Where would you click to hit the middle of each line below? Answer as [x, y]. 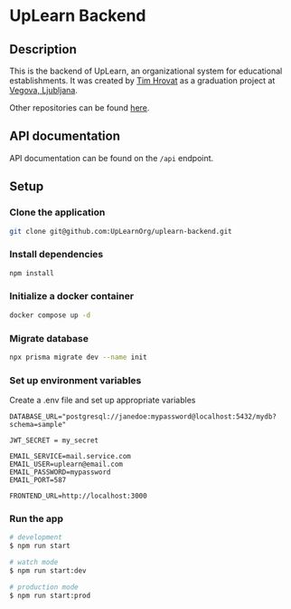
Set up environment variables [75, 380]
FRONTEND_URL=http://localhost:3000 [78, 496]
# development [36, 537]
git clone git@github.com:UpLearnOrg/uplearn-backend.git [121, 231]
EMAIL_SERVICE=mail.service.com [70, 457]
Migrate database [49, 338]
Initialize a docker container [71, 296]
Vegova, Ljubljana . [44, 90]
